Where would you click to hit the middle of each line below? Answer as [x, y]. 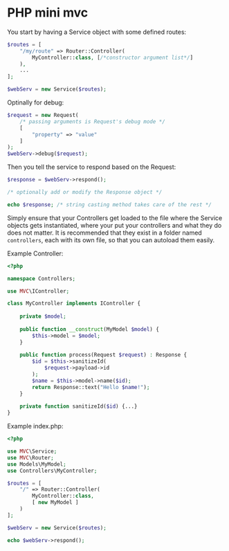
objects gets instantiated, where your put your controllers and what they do [114, 225]
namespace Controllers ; [42, 278]
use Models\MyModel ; [37, 464]
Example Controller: [35, 253]
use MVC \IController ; [38, 291]
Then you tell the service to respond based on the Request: [92, 167]
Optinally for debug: [36, 102]
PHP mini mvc [48, 13]
